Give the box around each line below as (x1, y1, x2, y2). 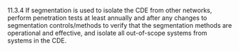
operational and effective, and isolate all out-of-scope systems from (7, 28, 208, 37)
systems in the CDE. (7, 36, 67, 45)
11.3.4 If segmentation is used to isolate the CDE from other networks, (7, 6, 213, 14)
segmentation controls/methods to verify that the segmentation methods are (7, 21, 233, 29)
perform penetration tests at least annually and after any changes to (7, 14, 208, 22)
